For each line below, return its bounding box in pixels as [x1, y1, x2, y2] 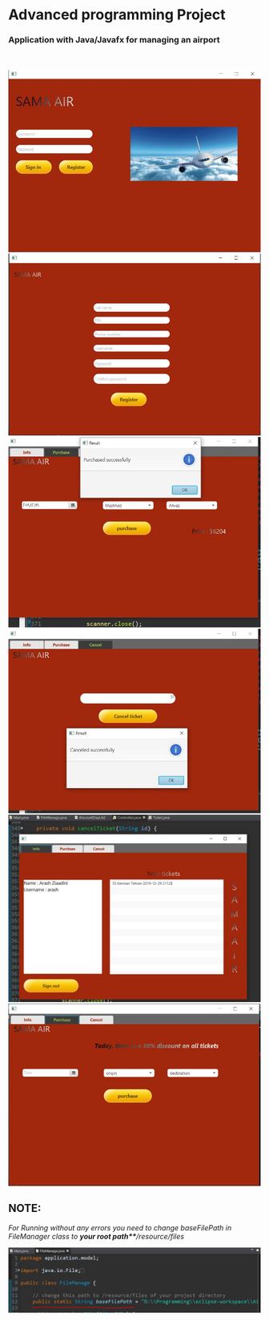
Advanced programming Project [8, 6, 226, 24]
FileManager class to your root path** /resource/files [8, 1231, 185, 1241]
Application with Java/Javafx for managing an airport [8, 34, 220, 46]
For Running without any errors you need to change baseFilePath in [8, 1222, 232, 1232]
